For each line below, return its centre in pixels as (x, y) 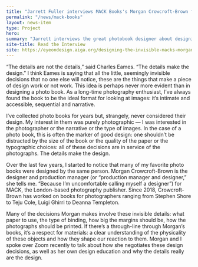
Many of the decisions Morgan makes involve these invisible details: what (95, 213)
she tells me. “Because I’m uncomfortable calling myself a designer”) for (94, 183)
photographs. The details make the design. (58, 153)
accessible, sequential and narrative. (51, 104)
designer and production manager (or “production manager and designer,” (96, 177)
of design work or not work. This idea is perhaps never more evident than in (98, 85)
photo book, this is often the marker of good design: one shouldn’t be (90, 134)
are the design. (24, 258)
